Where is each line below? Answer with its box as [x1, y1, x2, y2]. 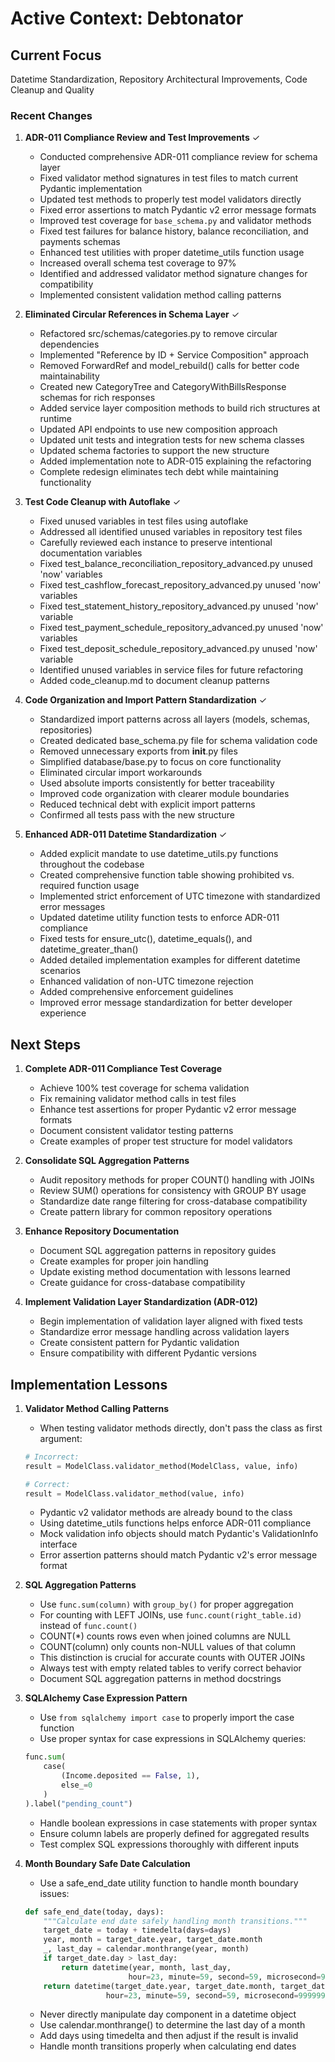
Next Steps [10, 1036, 81, 1053]
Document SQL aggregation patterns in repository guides [39, 1245, 277, 1257]
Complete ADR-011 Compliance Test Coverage [24, 1063, 222, 1075]
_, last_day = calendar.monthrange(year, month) [43, 1944, 250, 1954]
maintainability [39, 370, 100, 382]
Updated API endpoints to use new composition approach [39, 423, 278, 436]
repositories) [39, 724, 93, 736]
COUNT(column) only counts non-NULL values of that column [39, 1641, 297, 1653]
